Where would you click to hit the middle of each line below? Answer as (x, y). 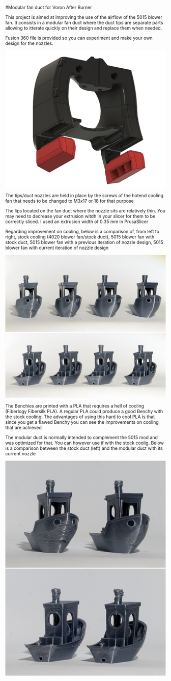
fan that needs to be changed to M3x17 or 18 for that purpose (69, 201)
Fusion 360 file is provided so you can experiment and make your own (79, 38)
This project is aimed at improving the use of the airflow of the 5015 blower (84, 17)
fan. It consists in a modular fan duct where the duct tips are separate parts (84, 23)
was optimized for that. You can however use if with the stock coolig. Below (84, 443)
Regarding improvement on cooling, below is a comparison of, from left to (82, 231)
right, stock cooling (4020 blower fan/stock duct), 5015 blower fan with (80, 237)
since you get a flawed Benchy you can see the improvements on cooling (82, 422)
